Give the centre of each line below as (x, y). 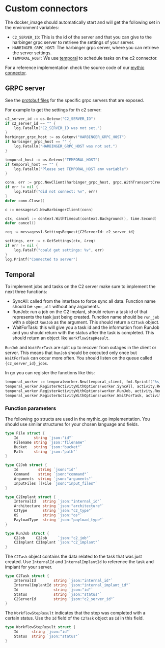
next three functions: (26, 292)
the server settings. (32, 53)
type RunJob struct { (27, 533)
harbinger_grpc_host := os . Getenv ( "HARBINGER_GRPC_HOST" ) (66, 137)
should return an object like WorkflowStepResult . (61, 338)
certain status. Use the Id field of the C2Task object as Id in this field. (74, 618)
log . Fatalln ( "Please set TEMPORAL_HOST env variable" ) (71, 169)
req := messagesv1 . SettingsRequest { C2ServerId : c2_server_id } (70, 232)
